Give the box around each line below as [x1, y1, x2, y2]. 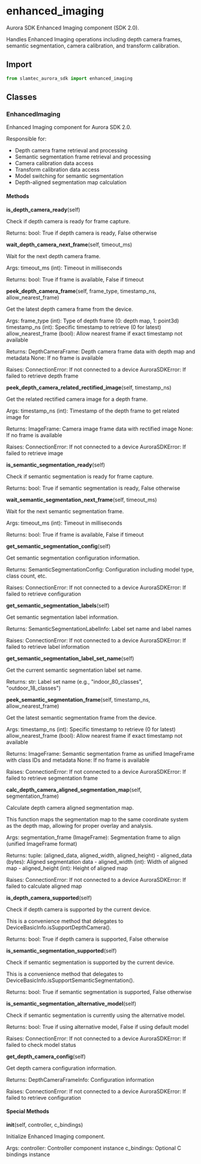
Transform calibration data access [14, 166, 100, 173]
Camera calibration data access [14, 160, 94, 167]
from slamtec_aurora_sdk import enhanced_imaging [6, 75, 133, 82]
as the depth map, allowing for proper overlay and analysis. [6, 822, 153, 829]
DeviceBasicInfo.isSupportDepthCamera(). [6, 923, 112, 931]
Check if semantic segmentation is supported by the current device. [6, 959, 175, 966]
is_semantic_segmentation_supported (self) [6, 947, 117, 954]
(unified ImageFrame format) [6, 840, 77, 847]
